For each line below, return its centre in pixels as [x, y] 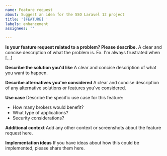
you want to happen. [26, 73]
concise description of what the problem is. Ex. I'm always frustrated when [83, 53]
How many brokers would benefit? [48, 107]
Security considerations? [38, 118]
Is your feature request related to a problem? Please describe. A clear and [83, 47]
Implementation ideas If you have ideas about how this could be [72, 143]
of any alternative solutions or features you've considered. [66, 88]
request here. [19, 133]
